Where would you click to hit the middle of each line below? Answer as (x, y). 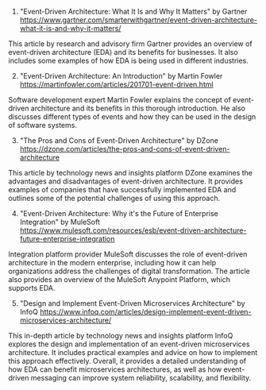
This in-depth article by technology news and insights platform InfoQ (121, 336)
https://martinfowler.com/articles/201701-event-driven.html (116, 84)
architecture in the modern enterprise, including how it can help (112, 263)
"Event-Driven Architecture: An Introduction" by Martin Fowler (121, 76)
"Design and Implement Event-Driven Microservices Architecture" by (132, 303)
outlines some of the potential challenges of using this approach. (114, 198)
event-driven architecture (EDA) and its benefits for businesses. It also (123, 52)
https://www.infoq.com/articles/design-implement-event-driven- (145, 312)
